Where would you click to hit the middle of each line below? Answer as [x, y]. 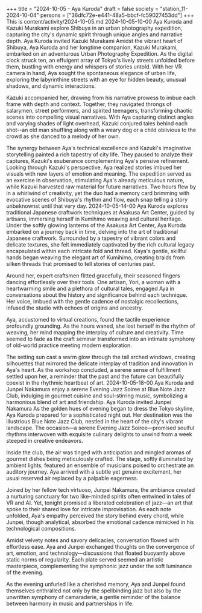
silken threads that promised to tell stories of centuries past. [81, 264]
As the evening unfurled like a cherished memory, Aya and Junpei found [96, 584]
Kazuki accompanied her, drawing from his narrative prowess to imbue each [101, 98]
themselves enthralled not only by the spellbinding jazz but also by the [94, 591]
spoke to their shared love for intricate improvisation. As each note [89, 509]
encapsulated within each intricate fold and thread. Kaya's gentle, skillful [96, 251]
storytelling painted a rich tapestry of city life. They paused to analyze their [99, 154]
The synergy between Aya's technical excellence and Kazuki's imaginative [99, 148]
